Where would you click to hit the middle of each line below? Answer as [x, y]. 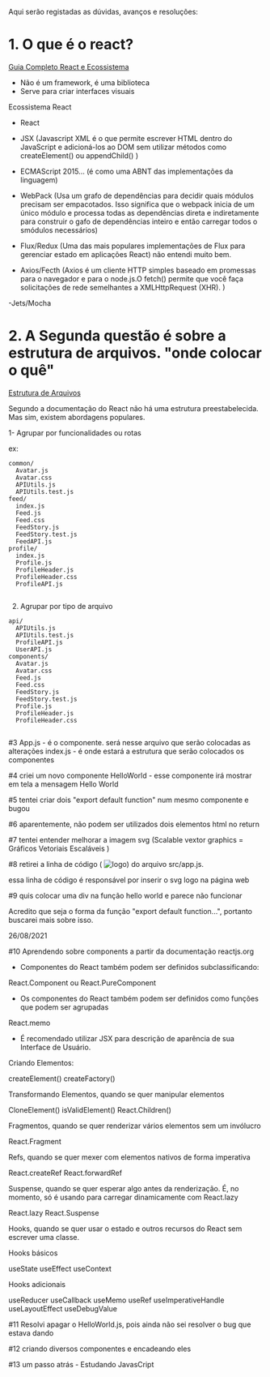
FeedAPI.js [34, 541]
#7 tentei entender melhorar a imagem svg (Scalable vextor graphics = [126, 839]
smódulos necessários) [59, 229]
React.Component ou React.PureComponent [82, 982]
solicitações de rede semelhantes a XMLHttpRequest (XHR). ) [122, 287]
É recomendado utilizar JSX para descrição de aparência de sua [127, 1038]
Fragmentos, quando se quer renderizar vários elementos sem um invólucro [135, 1126]
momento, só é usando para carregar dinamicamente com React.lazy [123, 1197]
